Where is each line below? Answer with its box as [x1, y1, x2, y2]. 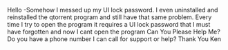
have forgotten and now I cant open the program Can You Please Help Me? [7, 27, 221, 36]
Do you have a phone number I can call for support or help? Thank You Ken [7, 35, 222, 43]
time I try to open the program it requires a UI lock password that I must [7, 21, 211, 28]
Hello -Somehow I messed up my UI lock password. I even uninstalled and [7, 6, 218, 14]
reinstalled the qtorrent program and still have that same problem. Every [7, 13, 212, 21]
